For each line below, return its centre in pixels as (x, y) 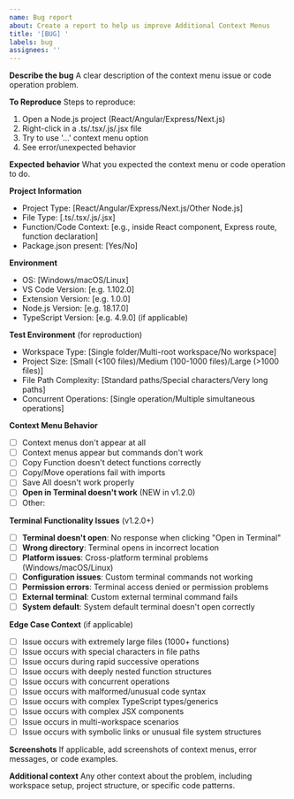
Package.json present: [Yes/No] (80, 246)
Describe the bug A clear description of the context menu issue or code (140, 75)
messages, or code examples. (64, 758)
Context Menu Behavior (54, 426)
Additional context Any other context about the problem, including (131, 776)
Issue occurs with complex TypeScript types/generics (120, 702)
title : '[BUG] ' (39, 34)
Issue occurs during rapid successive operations (110, 662)
